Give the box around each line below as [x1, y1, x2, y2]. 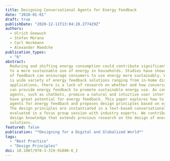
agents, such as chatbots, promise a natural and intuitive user [10, 92, 151, 97]
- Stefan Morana [10, 36, 44, 41]
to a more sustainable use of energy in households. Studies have [10, 69, 153, 74]
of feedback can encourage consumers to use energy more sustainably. [10, 73, 162, 78]
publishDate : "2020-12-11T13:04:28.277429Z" [5, 21, 101, 27]
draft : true [5, 17, 30, 22]
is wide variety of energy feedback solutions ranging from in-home [10, 78, 157, 83]
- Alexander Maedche [10, 45, 53, 50]
